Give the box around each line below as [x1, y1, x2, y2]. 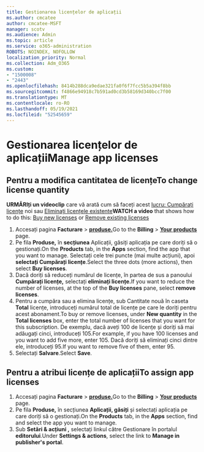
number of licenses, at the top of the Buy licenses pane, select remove [15, 284, 196, 292]
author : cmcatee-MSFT [6, 20, 62, 26]
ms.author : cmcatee [6, 15, 56, 21]
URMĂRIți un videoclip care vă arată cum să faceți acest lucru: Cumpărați [6, 201, 194, 208]
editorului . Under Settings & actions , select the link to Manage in [15, 432, 180, 440]
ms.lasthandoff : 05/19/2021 [6, 105, 78, 112]
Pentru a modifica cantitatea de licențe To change [6, 175, 198, 186]
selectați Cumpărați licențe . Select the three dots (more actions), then [15, 258, 193, 266]
